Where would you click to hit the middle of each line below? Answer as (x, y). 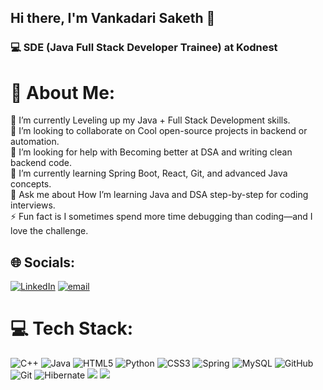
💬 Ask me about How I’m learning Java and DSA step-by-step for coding (159, 195)
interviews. (33, 205)
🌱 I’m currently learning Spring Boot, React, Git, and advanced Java (149, 173)
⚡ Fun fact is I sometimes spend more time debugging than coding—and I (161, 217)
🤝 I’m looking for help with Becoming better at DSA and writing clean (151, 152)
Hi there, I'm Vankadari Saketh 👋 (113, 18)
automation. (35, 142)
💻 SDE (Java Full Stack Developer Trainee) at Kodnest (144, 48)
